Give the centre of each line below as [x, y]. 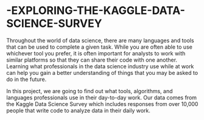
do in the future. [26, 79]
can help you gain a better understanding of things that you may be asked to [102, 72]
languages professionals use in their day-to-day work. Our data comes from [101, 97]
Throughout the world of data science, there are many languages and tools [100, 40]
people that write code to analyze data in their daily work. [79, 110]
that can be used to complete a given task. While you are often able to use [100, 47]
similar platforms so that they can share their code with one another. [92, 60]
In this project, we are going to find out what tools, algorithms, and [90, 91]
